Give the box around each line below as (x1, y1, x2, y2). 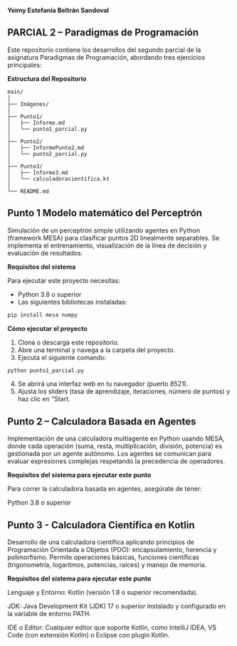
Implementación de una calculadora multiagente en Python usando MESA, (7, 434, 226, 443)
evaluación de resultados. (7, 248, 83, 257)
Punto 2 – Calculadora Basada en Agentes (7, 415, 196, 428)
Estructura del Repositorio (7, 74, 87, 83)
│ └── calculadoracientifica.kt (7, 175, 110, 182)
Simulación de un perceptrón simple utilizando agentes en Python (7, 226, 201, 234)
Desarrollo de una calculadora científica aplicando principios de (7, 538, 194, 546)
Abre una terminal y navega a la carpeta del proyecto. (17, 345, 176, 354)
